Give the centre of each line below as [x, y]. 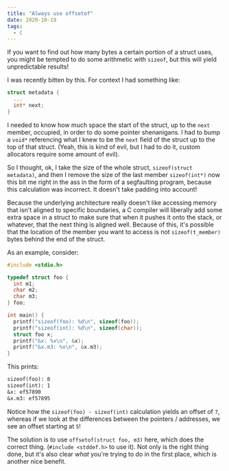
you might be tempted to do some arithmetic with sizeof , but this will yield [112, 60]
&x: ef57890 [24, 392]
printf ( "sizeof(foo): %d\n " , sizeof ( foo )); [76, 321]
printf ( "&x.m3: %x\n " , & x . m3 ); [58, 347]
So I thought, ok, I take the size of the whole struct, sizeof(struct [100, 167]
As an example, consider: [43, 252]
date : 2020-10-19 [32, 20]
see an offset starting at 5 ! [44, 426]
